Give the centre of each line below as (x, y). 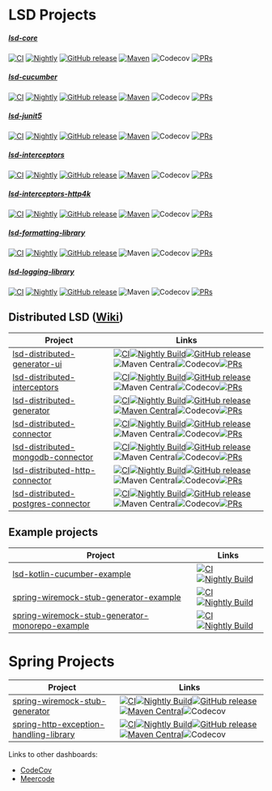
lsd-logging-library (41, 271)
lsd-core (23, 37)
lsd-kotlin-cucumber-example (72, 574)
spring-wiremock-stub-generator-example (97, 597)
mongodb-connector (53, 457)
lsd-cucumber (33, 77)
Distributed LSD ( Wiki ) (66, 317)
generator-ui (37, 364)
